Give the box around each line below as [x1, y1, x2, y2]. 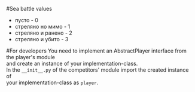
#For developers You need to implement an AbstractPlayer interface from [6, 47, 187, 54]
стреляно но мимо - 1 [14, 23, 71, 30]
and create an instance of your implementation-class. [6, 60, 138, 67]
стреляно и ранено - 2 [14, 29, 73, 36]
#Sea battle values [6, 5, 53, 12]
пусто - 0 [14, 17, 39, 23]
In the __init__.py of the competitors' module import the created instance [6, 66, 189, 73]
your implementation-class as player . [6, 79, 99, 86]
